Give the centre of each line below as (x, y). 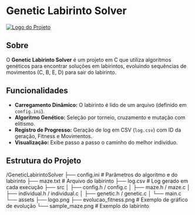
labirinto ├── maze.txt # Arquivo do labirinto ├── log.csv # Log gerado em (97, 181)
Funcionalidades (37, 91)
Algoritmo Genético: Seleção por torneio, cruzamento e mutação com (100, 117)
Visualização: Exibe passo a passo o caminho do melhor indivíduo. (96, 142)
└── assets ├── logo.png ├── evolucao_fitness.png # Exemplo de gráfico (97, 200)
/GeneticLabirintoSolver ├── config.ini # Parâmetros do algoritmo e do (92, 175)
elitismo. (25, 123)
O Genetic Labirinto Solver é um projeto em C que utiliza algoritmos (89, 59)
